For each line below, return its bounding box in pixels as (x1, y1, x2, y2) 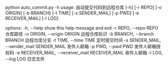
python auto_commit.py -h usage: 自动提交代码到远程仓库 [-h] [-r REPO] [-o (5, 4, 162, 10)
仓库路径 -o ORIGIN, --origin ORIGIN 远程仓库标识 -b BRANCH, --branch (5, 31, 154, 36)
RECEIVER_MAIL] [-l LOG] (5, 15, 59, 21)
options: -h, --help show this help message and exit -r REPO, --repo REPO (5, 25, 158, 31)
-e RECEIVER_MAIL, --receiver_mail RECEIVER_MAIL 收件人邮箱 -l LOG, (15, 49, 163, 55)
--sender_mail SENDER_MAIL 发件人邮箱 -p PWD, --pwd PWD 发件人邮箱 (5, 43, 156, 49)
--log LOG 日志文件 (5, 56, 45, 61)
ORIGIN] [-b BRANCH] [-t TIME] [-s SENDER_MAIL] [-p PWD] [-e (5, 10, 139, 16)
